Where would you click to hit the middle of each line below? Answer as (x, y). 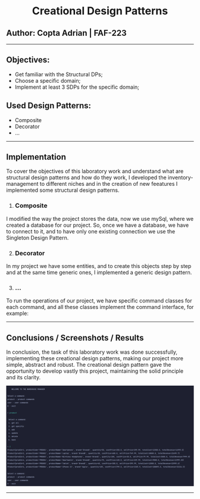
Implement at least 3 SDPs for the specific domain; (77, 87)
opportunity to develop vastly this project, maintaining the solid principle (95, 371)
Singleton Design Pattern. (37, 238)
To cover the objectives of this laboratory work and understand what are (95, 171)
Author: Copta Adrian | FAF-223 (66, 33)
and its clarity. (23, 378)
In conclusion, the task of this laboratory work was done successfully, (92, 352)
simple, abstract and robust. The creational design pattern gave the (89, 365)
